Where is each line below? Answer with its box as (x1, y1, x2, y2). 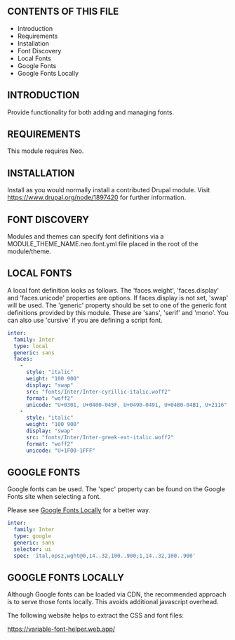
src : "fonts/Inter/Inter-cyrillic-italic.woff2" (25, 388, 171, 395)
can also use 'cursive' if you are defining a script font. (7, 316, 163, 324)
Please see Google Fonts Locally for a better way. (7, 506, 151, 514)
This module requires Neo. (7, 147, 84, 155)
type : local (13, 342, 49, 349)
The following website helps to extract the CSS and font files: (7, 611, 184, 620)
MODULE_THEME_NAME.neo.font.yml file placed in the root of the (7, 240, 199, 248)
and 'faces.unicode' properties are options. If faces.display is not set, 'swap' (7, 293, 229, 302)
